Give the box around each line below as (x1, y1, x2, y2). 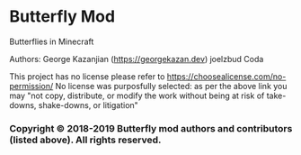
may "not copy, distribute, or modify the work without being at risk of (9, 90, 265, 101)
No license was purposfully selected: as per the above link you (55, 80, 288, 91)
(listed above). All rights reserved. (9, 133, 162, 146)
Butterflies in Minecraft (9, 36, 94, 47)
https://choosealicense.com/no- (166, 70, 287, 82)
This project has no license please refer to (9, 70, 165, 82)
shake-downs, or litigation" (38, 99, 139, 110)
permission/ (9, 80, 54, 91)
